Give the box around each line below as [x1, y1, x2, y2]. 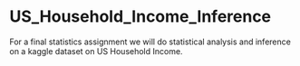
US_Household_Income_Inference [9, 6, 272, 27]
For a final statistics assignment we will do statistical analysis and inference [9, 36, 292, 47]
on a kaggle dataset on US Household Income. [9, 45, 183, 56]
